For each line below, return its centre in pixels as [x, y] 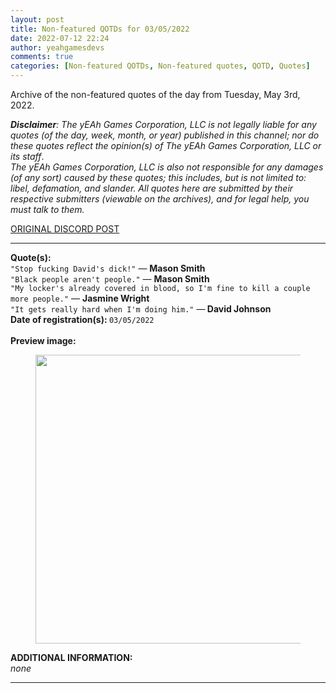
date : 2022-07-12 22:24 [60, 38]
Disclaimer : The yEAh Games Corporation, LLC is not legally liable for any [163, 124]
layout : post [37, 19]
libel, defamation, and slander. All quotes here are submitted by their [152, 188]
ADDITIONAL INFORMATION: [71, 657]
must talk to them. [47, 209]
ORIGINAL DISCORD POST [65, 229]
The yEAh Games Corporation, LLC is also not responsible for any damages [167, 167]
